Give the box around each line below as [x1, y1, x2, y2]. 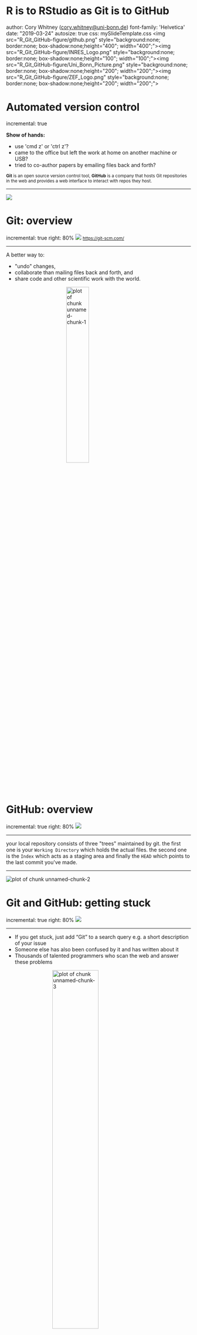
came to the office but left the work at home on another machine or [14, 149, 177, 156]
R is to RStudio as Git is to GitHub [6, 4, 169, 18]
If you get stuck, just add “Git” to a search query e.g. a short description [14, 933, 189, 940]
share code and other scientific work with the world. [14, 275, 141, 282]
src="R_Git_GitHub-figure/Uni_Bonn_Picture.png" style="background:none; [6, 61, 188, 68]
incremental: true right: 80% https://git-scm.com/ [6, 234, 124, 241]
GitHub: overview [6, 803, 93, 816]
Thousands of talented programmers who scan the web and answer [14, 952, 179, 959]
